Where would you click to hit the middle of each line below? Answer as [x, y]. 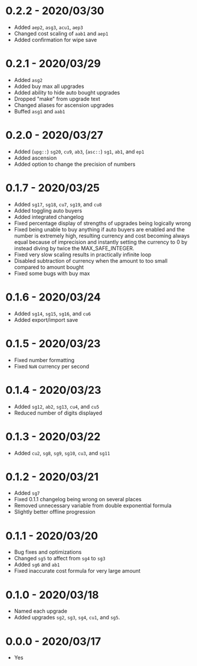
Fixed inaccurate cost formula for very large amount [77, 571]
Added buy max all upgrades [49, 86]
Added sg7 [27, 493]
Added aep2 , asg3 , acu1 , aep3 [48, 27]
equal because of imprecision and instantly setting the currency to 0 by [101, 242]
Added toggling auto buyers [48, 210]
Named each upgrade [40, 611]
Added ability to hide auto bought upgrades [67, 92]
